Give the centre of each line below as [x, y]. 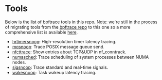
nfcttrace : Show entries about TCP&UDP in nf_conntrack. [69, 52]
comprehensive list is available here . [41, 32]
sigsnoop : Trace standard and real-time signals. [60, 67]
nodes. [19, 62]
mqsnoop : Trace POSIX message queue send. [58, 47]
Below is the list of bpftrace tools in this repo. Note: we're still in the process [81, 22]
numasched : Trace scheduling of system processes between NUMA [81, 57]
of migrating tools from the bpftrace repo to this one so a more [68, 27]
